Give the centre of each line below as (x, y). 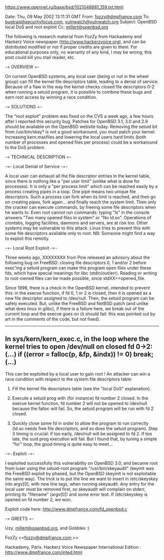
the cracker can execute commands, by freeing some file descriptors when (81, 207)
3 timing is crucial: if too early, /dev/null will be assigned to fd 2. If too (82, 433)
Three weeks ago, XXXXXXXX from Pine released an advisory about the (78, 257)
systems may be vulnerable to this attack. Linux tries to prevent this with (78, 228)
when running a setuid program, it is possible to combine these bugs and (79, 92)
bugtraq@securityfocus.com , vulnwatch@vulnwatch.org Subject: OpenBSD (81, 22)
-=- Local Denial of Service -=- (36, 166)
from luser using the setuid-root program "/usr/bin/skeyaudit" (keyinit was (80, 468)
